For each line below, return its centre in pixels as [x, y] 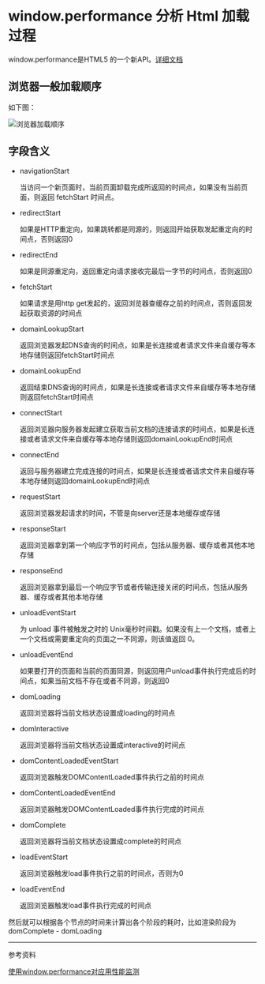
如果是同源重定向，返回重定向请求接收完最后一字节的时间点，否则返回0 [136, 271]
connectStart [41, 412]
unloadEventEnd [46, 654]
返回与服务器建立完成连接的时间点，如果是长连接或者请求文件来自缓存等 [137, 471]
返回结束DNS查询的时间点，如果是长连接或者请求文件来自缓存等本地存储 [138, 387]
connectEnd [39, 454]
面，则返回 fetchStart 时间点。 [69, 197]
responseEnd [41, 570]
